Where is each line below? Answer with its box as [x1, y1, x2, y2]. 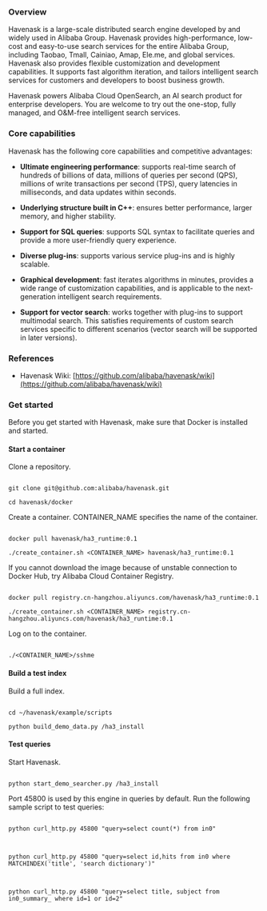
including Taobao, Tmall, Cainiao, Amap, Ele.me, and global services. [8, 50, 236, 60]
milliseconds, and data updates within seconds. [19, 187, 177, 197]
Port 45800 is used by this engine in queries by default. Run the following [8, 793, 250, 803]
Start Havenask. [8, 757, 62, 766]
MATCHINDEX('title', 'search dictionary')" [8, 859, 156, 868]
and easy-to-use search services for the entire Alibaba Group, [24, 42, 229, 51]
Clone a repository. [8, 462, 71, 472]
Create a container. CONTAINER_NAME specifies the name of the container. [8, 513, 258, 522]
